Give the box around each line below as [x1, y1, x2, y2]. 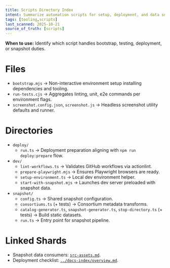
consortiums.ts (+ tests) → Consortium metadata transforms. [20, 201, 148, 207]
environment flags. [12, 96, 52, 103]
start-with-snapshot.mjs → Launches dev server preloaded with [20, 180, 156, 185]
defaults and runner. [12, 107, 55, 113]
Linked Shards [5, 235, 67, 247]
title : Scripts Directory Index [5, 7, 73, 13]
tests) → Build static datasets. [20, 212, 82, 218]
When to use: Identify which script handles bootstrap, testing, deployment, [5, 40, 162, 46]
